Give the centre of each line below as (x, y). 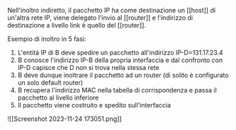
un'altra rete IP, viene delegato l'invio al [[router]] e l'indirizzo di (100, 18)
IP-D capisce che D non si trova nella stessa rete (88, 67)
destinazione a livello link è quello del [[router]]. (77, 25)
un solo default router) (50, 83)
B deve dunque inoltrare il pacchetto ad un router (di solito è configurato (123, 75)
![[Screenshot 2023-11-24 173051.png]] (64, 119)
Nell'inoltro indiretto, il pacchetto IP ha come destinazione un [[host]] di (112, 10)
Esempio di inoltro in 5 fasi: (47, 39)
